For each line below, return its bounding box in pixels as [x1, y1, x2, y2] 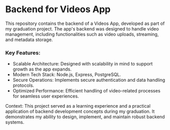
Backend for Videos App [5, 4, 111, 15]
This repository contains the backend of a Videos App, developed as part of [5, 20, 165, 26]
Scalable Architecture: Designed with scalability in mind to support [12, 61, 153, 67]
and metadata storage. [5, 37, 53, 43]
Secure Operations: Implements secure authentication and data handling [12, 77, 165, 83]
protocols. [12, 82, 34, 88]
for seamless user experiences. [12, 93, 79, 100]
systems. [5, 119, 25, 125]
